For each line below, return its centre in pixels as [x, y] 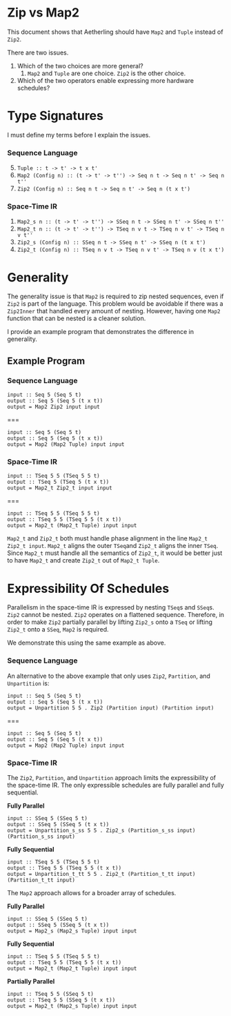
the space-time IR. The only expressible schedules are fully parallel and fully [115, 785]
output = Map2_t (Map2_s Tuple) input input [72, 1006]
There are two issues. [38, 52]
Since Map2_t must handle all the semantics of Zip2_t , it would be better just [115, 553]
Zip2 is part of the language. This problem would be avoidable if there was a [115, 304]
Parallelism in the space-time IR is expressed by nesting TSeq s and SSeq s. [111, 607]
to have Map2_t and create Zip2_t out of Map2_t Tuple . [83, 560]
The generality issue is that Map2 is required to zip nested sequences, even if [115, 296]
